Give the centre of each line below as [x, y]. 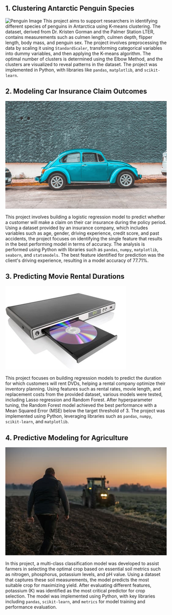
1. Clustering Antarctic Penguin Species [70, 8]
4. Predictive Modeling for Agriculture [67, 438]
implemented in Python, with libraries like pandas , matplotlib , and [74, 70]
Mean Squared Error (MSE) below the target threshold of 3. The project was [85, 411]
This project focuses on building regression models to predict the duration [83, 378]
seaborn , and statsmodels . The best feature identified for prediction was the [85, 255]
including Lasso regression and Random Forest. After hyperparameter [79, 400]
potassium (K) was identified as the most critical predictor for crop [75, 590]
